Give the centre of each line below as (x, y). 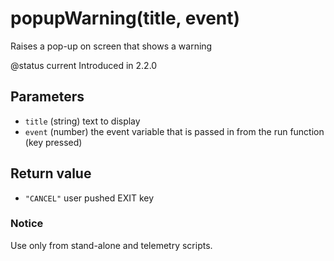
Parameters (47, 97)
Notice (27, 224)
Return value (51, 173)
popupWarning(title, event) (125, 18)
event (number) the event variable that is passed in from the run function (174, 131)
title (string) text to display (82, 121)
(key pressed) (53, 142)
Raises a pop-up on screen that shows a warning (111, 46)
